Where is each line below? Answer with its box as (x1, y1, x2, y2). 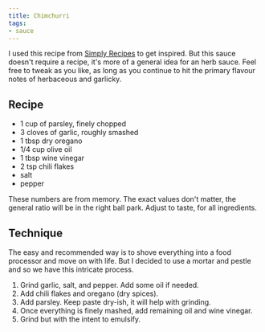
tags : (8, 19, 26, 27)
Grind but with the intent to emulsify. (19, 314, 141, 324)
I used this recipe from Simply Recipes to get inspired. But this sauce (8, 49, 236, 59)
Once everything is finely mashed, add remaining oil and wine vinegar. (19, 306, 253, 315)
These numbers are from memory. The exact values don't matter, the (8, 195, 237, 204)
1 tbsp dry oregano (19, 136, 83, 146)
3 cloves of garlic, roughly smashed (19, 128, 139, 137)
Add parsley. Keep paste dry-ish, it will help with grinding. (19, 297, 211, 306)
